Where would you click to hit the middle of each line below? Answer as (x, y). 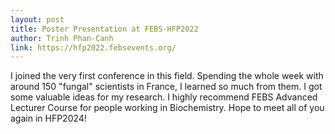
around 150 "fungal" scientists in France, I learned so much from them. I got (166, 87)
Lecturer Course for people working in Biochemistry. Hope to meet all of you (167, 108)
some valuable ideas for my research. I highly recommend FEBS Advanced (164, 97)
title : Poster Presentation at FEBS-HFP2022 (104, 29)
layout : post (37, 19)
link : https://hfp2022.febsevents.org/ (93, 47)
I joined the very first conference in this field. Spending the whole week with (167, 76)
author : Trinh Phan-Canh (62, 38)
